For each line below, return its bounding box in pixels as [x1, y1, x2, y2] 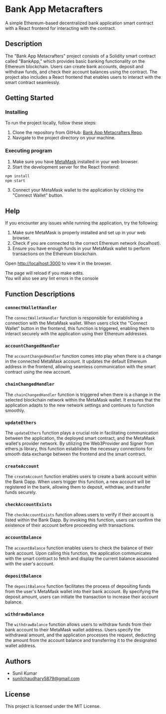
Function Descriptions [5, 290, 75, 298]
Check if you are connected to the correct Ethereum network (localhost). [12, 240, 161, 246]
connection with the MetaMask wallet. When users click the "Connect [5, 320, 148, 326]
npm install [5, 173, 30, 179]
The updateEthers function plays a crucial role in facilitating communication [5, 429, 159, 436]
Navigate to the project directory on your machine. [12, 135, 115, 141]
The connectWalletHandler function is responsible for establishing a [5, 314, 143, 320]
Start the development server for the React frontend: [12, 164, 120, 170]
